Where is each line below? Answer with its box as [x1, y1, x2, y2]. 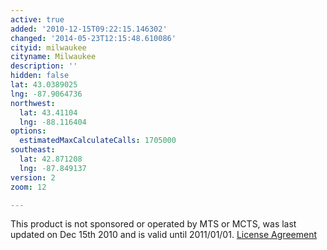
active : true [10, 14, 65, 25]
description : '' [10, 61, 78, 71]
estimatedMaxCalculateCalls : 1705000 [19, 136, 177, 146]
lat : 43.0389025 [10, 80, 78, 90]
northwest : [10, 98, 56, 108]
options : [10, 126, 47, 136]
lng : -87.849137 [19, 163, 87, 173]
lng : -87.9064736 [10, 89, 83, 99]
